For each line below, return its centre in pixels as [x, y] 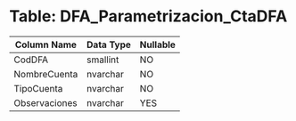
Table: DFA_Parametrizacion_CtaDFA [148, 16]
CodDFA [31, 60]
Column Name [46, 44]
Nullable [158, 44]
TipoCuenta [38, 88]
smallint [103, 60]
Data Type [109, 44]
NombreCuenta [46, 74]
